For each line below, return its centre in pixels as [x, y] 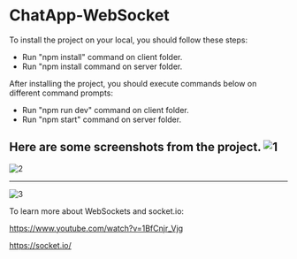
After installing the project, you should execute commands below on [133, 83]
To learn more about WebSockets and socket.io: [96, 211]
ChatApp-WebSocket [89, 15]
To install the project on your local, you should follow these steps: [129, 40]
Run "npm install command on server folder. [102, 66]
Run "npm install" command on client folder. [102, 57]
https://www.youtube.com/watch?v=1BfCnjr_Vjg [96, 228]
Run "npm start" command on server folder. [102, 119]
